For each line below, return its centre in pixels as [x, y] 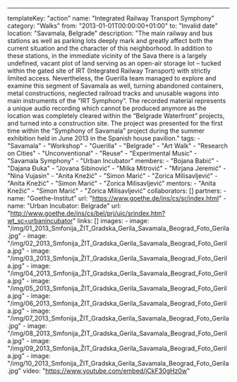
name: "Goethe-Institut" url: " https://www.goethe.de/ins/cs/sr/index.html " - [117, 198]
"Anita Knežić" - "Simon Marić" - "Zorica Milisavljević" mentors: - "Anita [112, 183]
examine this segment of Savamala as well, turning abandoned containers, [115, 86]
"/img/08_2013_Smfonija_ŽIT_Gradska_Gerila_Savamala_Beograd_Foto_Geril [117, 333]
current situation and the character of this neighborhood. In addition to [110, 48]
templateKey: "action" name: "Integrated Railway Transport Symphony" [111, 18]
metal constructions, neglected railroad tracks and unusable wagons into [113, 93]
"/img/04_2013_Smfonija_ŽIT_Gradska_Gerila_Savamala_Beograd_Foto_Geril [117, 273]
